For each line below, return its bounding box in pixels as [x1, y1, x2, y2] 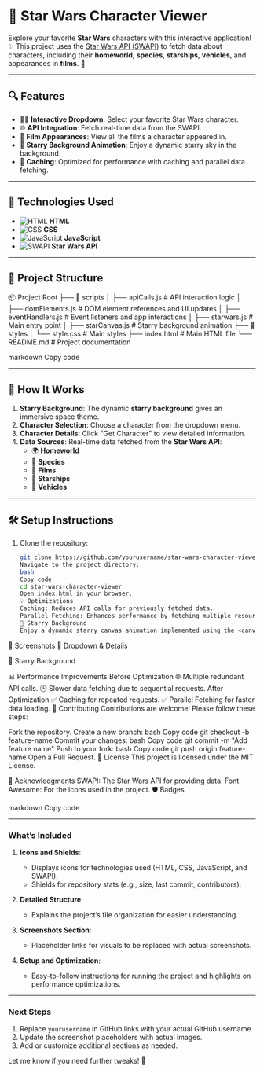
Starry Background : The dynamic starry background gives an [19, 404, 222, 413]
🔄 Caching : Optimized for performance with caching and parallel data [19, 156, 246, 166]
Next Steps [8, 1006, 52, 1017]
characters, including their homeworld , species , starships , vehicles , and [8, 50, 247, 60]
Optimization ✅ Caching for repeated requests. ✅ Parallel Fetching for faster [8, 695, 255, 704]
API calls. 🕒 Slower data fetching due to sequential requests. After [8, 683, 224, 693]
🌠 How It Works [8, 383, 85, 396]
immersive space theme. [19, 412, 100, 421]
